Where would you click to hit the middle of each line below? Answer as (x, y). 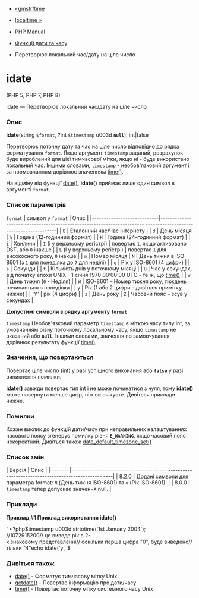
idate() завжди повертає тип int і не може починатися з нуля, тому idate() (100, 388)
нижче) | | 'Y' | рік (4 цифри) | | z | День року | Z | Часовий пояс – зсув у (97, 294)
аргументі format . (28, 190)
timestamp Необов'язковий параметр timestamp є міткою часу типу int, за (98, 323)
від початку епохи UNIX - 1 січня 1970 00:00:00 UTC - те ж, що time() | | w (98, 275)
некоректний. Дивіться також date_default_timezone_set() (79, 442)
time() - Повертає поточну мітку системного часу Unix (84, 589)
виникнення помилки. (34, 376)
